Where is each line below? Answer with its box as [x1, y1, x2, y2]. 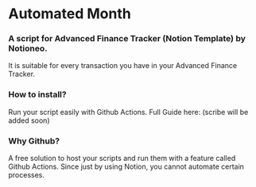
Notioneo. [8, 43, 48, 54]
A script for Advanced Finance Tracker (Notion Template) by [8, 33, 246, 44]
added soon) [8, 116, 50, 125]
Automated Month [8, 5, 131, 23]
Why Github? [8, 135, 60, 147]
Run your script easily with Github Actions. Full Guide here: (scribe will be [8, 107, 249, 116]
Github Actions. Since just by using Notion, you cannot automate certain [8, 162, 245, 171]
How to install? [8, 89, 67, 100]
